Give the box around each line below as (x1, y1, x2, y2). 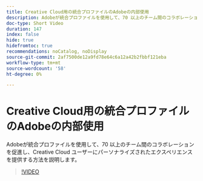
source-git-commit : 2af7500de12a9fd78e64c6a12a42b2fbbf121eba (6, 54, 167, 60)
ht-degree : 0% (6, 71, 42, 77)
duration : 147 (6, 26, 42, 32)
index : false (6, 32, 39, 38)
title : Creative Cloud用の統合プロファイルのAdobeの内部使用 (6, 9, 150, 15)
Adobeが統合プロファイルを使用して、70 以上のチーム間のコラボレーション (6, 141, 195, 148)
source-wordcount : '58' (6, 65, 67, 72)
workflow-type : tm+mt (6, 60, 61, 66)
